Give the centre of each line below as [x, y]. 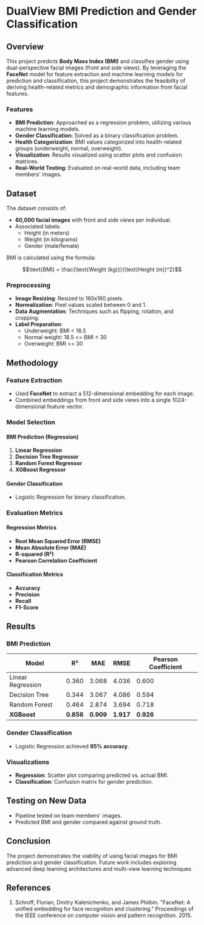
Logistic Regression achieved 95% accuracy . [72, 746]
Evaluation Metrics [35, 513]
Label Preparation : [39, 325]
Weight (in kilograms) [51, 239]
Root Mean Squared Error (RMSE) [58, 541]
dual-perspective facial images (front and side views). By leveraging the [96, 68]
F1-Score [27, 607]
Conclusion [29, 841]
